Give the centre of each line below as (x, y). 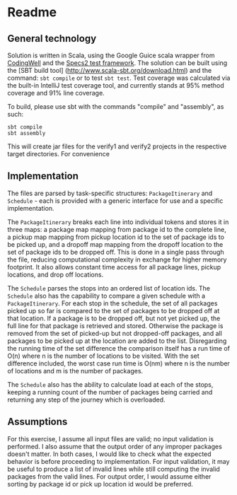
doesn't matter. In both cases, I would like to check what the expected (109, 454)
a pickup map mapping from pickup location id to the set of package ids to (116, 237)
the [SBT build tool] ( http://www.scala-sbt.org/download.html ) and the (110, 70)
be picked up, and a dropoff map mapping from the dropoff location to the (115, 244)
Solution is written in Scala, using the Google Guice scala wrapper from (111, 55)
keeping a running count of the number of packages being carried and (110, 392)
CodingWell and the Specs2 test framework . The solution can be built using (117, 63)
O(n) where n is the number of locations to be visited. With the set (103, 356)
